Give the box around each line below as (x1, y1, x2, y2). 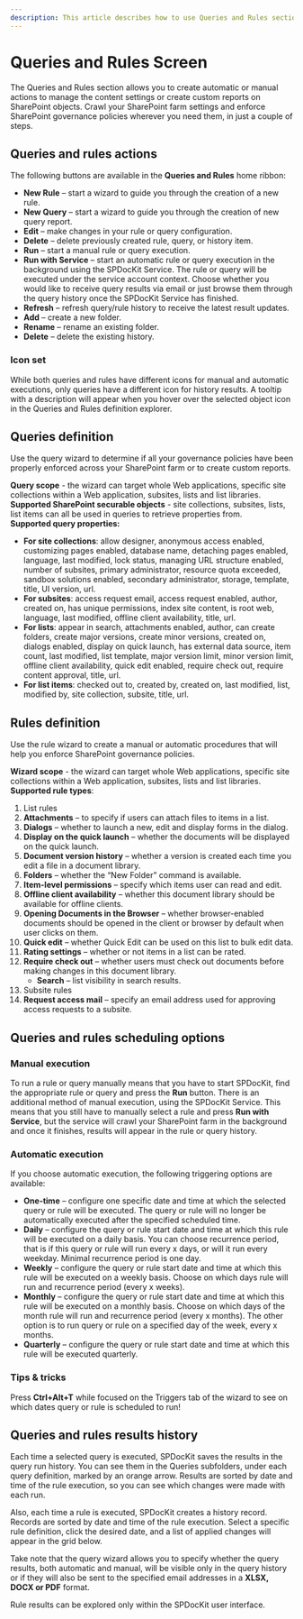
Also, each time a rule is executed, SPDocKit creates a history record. (10, 1507, 268, 1518)
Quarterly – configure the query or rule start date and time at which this (22, 1340, 290, 1350)
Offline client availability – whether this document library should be (22, 889, 275, 900)
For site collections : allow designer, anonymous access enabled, (22, 535, 265, 546)
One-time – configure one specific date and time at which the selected (22, 1195, 287, 1206)
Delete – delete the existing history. (22, 331, 156, 343)
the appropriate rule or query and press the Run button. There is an (10, 1087, 260, 1098)
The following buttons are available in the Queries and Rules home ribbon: (10, 170, 287, 181)
